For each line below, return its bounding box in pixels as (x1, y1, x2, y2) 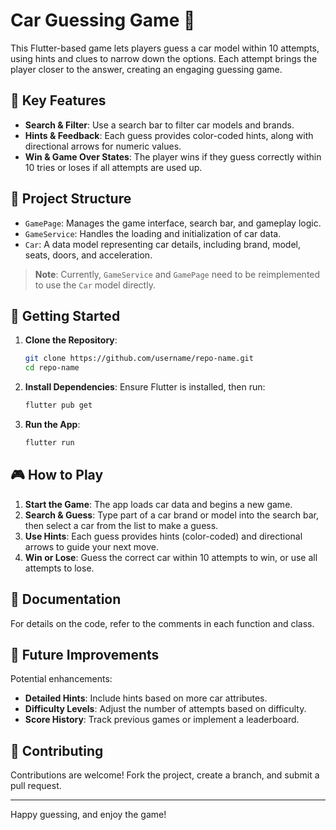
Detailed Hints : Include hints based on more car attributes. (24, 692, 268, 704)
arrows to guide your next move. (24, 540, 160, 553)
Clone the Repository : (24, 334, 118, 346)
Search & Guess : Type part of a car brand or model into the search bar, (24, 509, 319, 521)
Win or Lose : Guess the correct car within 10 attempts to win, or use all (24, 551, 318, 563)
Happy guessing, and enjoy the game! (10, 809, 167, 821)
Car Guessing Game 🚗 (10, 9, 196, 32)
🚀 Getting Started (10, 307, 121, 324)
